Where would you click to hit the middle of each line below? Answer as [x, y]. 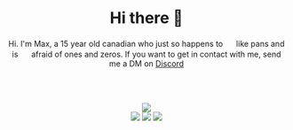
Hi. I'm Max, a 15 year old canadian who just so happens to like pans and [146, 43]
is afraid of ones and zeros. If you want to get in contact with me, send [146, 54]
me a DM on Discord [146, 63]
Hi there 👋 [146, 18]
